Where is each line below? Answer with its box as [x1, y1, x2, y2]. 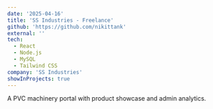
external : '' [7, 29, 45, 37]
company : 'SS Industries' [7, 68, 82, 75]
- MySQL [13, 56, 36, 63]
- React [13, 43, 36, 50]
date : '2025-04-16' [7, 10, 64, 17]
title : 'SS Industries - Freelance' [7, 17, 114, 24]
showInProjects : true [7, 75, 71, 82]
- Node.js [13, 50, 42, 57]
